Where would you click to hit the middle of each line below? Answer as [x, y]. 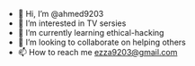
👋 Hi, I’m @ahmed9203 [61, 14]
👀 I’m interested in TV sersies [72, 23]
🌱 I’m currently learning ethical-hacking [91, 33]
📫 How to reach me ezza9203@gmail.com [97, 52]
